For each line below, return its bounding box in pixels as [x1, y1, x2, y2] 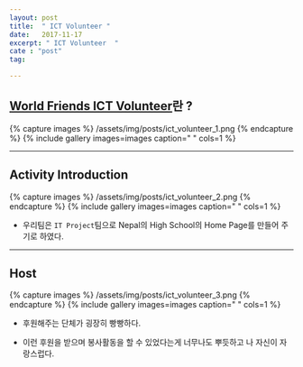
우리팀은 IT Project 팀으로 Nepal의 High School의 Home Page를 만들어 [22, 219, 280, 230]
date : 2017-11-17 [9, 30, 83, 39]
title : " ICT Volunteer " [9, 22, 111, 31]
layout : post [9, 13, 59, 23]
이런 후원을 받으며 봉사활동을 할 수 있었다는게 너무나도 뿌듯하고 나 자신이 [22, 337, 278, 348]
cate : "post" [9, 47, 63, 56]
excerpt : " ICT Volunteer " [9, 38, 119, 48]
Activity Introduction [9, 168, 129, 183]
